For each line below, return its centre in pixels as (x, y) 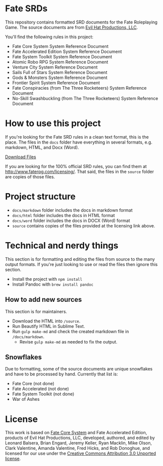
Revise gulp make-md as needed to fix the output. (68, 342)
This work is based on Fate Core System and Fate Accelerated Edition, (76, 433)
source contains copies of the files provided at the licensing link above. (83, 225)
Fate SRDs (26, 9)
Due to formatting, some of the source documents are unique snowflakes (79, 369)
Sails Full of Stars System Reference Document (60, 72)
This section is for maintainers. (36, 311)
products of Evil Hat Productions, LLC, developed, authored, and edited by (80, 438)
